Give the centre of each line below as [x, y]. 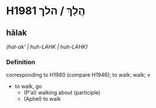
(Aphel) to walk [42, 99]
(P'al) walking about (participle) [62, 93]
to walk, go [28, 86]
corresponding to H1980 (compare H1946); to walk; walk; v [78, 75]
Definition [21, 62]
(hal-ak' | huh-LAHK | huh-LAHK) [47, 47]
